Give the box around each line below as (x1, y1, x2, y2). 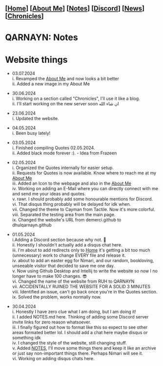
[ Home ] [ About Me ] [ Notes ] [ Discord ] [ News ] (5, 4, 145, 13)
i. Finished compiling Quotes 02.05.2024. (12, 145, 95, 150)
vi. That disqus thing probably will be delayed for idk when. (12, 201, 131, 207)
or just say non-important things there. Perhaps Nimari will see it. (12, 350, 143, 356)
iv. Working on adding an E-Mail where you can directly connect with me (12, 185, 159, 191)
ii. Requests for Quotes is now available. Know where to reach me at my (12, 170, 157, 176)
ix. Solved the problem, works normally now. (12, 294, 102, 300)
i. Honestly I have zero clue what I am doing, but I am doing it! (12, 309, 137, 315)
